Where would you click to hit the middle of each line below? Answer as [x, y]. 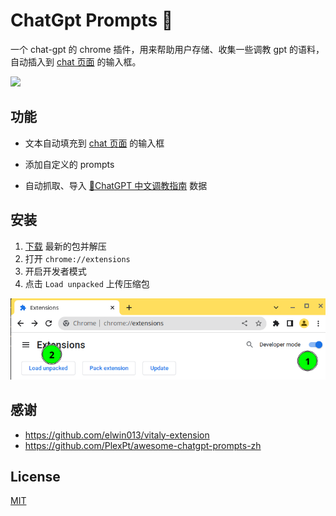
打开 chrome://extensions [77, 258]
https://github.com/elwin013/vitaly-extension [117, 435]
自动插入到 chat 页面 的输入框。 [76, 61]
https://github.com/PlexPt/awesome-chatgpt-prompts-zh [143, 445]
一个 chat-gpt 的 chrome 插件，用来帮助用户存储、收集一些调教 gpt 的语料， [167, 49]
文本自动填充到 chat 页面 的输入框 [94, 143]
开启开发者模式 [55, 271]
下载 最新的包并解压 [65, 246]
